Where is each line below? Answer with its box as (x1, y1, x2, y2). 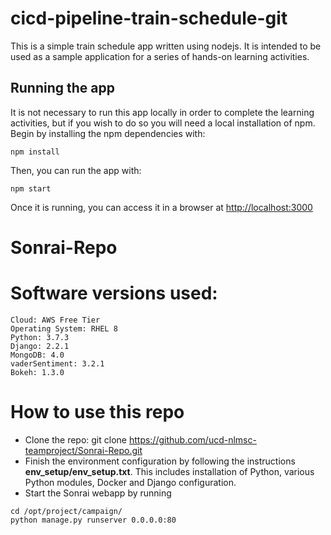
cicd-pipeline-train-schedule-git (10, 7, 288, 30)
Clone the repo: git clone (24, 433, 127, 446)
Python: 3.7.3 (10, 332, 70, 342)
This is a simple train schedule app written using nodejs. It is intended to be (10, 40, 322, 52)
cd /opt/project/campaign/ (10, 506, 123, 516)
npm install (10, 147, 60, 157)
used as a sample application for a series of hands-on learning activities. (10, 50, 310, 62)
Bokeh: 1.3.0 (10, 367, 65, 377)
